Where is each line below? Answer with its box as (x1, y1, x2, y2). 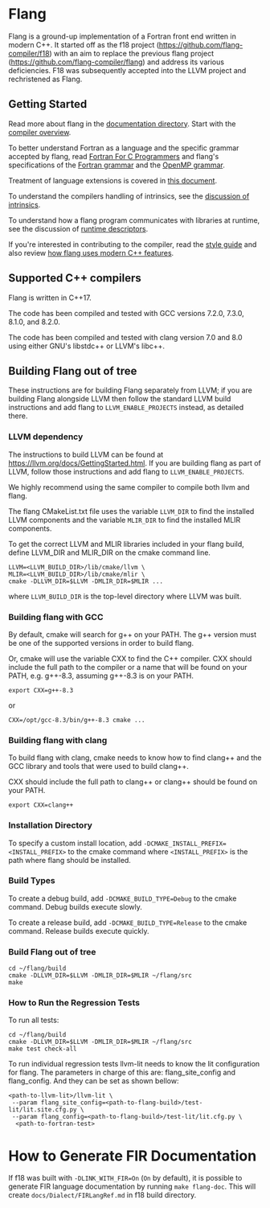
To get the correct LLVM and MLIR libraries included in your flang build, (8, 539, 245, 549)
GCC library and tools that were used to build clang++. (8, 762, 189, 771)
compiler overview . (8, 127, 72, 137)
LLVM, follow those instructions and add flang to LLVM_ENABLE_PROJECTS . (8, 466, 245, 476)
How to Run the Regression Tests (8, 997, 141, 1009)
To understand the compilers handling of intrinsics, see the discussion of (8, 191, 250, 201)
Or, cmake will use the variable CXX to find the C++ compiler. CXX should (8, 653, 252, 664)
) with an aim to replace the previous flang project (49, 48, 215, 58)
